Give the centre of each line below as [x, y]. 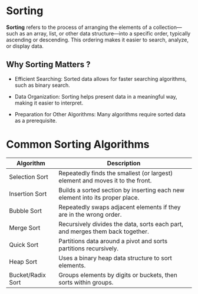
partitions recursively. [89, 248]
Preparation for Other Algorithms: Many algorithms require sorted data [100, 114]
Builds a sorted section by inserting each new [121, 190]
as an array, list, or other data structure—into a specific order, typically [105, 33]
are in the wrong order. [90, 214]
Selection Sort [29, 177]
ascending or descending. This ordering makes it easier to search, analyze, [98, 40]
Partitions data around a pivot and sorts [113, 241]
